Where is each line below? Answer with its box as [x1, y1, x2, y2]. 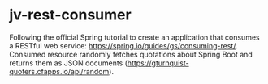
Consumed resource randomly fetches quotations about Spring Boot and [9, 49, 253, 59]
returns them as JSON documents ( [9, 58, 128, 68]
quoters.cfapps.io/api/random [9, 66, 110, 76]
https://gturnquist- [127, 58, 189, 68]
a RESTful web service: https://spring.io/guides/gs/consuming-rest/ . [9, 40, 238, 50]
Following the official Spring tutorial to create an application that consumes [9, 32, 260, 42]
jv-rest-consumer [9, 6, 132, 24]
